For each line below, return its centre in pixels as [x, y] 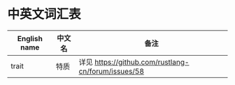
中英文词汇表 [44, 14]
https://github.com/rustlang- [142, 62]
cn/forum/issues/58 [112, 71]
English [30, 38]
